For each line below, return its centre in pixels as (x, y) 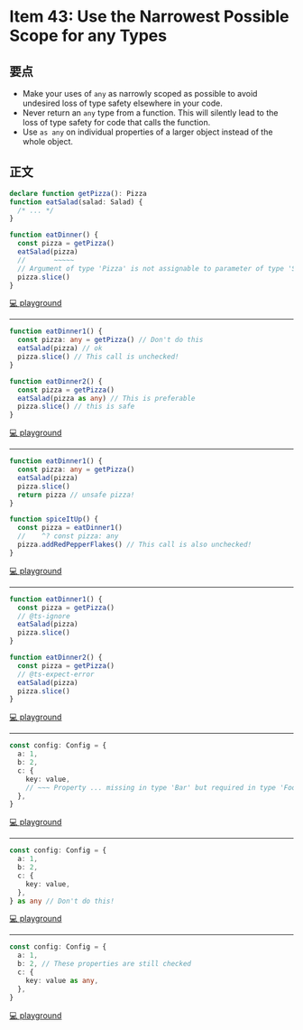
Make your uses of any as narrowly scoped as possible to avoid (140, 93)
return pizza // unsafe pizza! (76, 495)
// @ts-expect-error (56, 674)
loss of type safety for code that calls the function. (116, 122)
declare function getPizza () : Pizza (78, 193)
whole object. (48, 141)
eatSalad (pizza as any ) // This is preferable (106, 398)
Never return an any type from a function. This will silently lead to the (150, 113)
